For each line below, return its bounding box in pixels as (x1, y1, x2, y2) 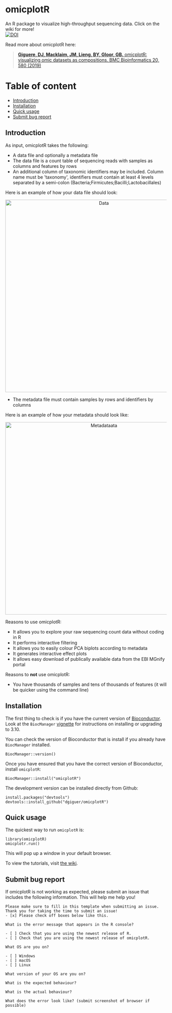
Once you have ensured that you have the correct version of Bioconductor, (5, 760, 163, 767)
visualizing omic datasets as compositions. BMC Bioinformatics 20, (17, 56, 160, 63)
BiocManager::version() (5, 751, 56, 757)
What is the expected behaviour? (5, 981, 77, 986)
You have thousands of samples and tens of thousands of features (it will (12, 681, 167, 687)
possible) (5, 1003, 27, 1008)
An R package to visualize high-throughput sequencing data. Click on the (5, 21, 160, 27)
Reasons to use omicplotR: (5, 619, 61, 625)
